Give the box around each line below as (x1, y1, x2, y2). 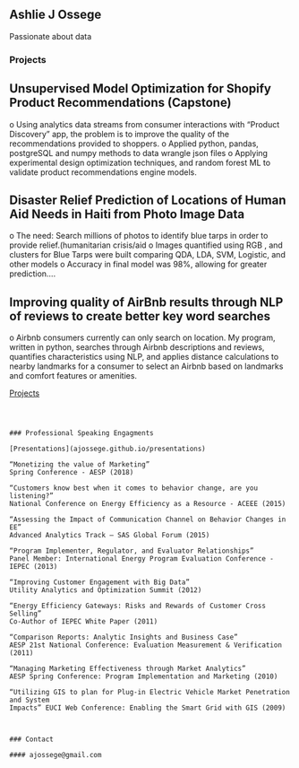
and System (9, 695, 50, 705)
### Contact (9, 735, 54, 744)
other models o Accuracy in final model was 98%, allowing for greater (9, 259, 268, 270)
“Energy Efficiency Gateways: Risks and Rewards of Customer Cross (9, 601, 267, 611)
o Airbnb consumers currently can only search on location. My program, (9, 332, 276, 344)
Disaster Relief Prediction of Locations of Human (9, 192, 286, 207)
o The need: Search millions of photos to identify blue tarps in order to (9, 231, 269, 241)
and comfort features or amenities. (9, 371, 137, 381)
